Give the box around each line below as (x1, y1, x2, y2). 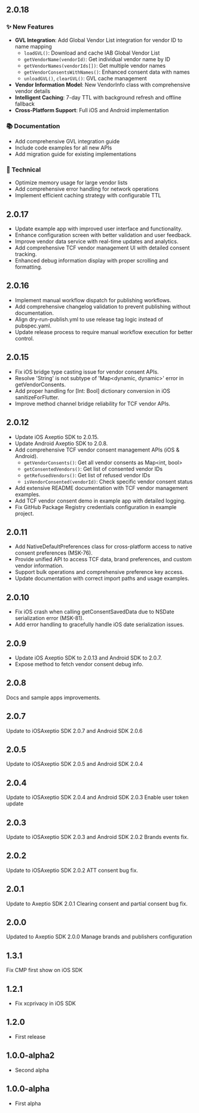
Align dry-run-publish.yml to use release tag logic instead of (14, 315, 163, 323)
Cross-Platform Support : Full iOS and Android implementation (14, 106, 169, 113)
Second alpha (14, 1066, 50, 1073)
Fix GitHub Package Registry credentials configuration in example (14, 503, 177, 510)
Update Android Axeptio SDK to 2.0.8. (14, 440, 108, 447)
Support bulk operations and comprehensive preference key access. (14, 568, 184, 576)
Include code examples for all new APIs (14, 144, 112, 151)
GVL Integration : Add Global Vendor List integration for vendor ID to (14, 36, 183, 44)
